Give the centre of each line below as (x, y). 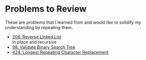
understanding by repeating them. (39, 27)
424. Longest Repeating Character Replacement (60, 52)
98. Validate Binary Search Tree (44, 47)
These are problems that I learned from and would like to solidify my (73, 22)
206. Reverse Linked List (37, 37)
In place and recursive (34, 42)
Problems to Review (46, 9)
